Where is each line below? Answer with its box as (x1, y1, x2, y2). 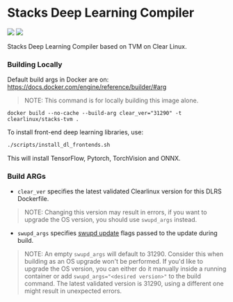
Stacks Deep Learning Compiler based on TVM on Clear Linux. (7, 42, 187, 50)
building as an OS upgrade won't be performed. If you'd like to (24, 257, 204, 266)
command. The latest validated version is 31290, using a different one (24, 280, 224, 288)
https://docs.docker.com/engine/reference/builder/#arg (7, 83, 167, 91)
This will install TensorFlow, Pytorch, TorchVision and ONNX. (7, 154, 181, 163)
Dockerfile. (17, 195, 49, 203)
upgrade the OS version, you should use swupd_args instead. (24, 216, 198, 224)
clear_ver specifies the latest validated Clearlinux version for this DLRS (17, 187, 223, 196)
